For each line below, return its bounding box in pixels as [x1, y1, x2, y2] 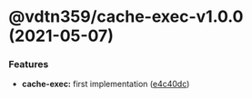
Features [8, 58, 49, 71]
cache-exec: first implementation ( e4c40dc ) [21, 79, 190, 90]
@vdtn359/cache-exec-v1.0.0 [8, 6, 244, 27]
